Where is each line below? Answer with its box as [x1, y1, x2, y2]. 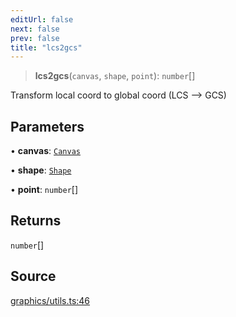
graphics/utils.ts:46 [10, 294, 91, 306]
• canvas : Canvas [10, 145, 81, 157]
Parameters [10, 118, 85, 135]
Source [10, 268, 57, 285]
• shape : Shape [10, 164, 72, 176]
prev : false [10, 33, 60, 43]
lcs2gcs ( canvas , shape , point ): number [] [34, 70, 196, 82]
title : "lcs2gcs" [10, 42, 83, 53]
